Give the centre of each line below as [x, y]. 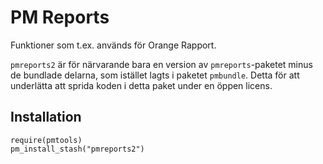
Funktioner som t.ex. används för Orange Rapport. [113, 45]
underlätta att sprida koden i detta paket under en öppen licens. [141, 85]
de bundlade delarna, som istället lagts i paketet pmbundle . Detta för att [155, 75]
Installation [46, 117]
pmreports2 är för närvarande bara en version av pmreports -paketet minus [161, 64]
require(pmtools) [46, 140]
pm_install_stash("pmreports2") [77, 149]
